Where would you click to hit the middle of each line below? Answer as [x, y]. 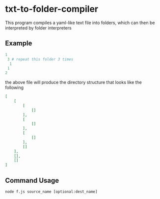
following [14, 87]
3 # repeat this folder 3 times [40, 59]
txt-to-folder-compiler [52, 9]
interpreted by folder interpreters [39, 28]
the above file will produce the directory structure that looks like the [74, 83]
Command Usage [32, 180]
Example [19, 43]
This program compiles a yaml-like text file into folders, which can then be [80, 23]
